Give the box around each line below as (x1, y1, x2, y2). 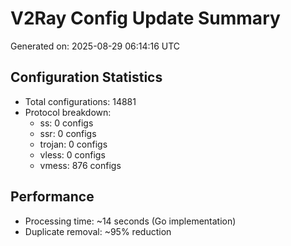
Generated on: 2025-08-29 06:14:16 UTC (10, 40, 181, 52)
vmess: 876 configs (39, 159, 122, 171)
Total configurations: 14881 (24, 95, 137, 107)
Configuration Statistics (10, 69, 163, 86)
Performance (10, 188, 95, 206)
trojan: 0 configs (39, 138, 108, 150)
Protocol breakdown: (24, 106, 112, 118)
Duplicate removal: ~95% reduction (24, 225, 172, 237)
